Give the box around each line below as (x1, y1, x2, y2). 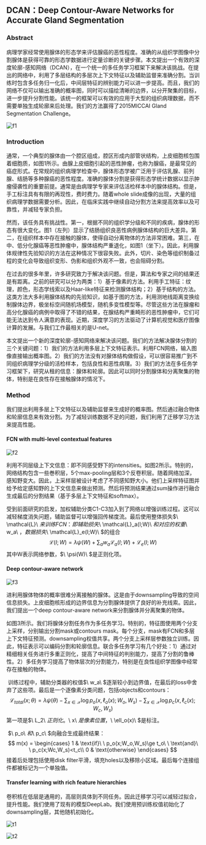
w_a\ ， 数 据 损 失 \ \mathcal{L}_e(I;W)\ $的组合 (6, 528, 121, 536)
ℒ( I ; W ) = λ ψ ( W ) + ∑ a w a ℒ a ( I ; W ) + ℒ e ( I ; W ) (48, 539, 158, 547)
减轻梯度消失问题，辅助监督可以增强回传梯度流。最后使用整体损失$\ (6, 513, 179, 520)
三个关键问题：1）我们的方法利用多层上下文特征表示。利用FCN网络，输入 (6, 344, 192, 352)
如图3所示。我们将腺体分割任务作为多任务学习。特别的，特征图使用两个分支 (6, 620, 198, 627)
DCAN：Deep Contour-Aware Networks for (6, 5, 175, 16)
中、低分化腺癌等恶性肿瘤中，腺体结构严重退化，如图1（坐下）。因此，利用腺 (6, 241, 199, 249)
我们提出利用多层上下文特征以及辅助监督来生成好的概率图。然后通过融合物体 (6, 406, 200, 413)
